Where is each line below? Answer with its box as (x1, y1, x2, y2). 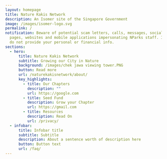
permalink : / (5, 26, 32, 31)
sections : (5, 44, 26, 49)
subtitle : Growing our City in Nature (18, 58, 99, 63)
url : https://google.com (27, 91, 79, 96)
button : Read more (18, 68, 57, 73)
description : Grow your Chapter (27, 100, 94, 105)
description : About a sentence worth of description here (18, 137, 141, 142)
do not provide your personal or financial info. (9, 40, 114, 45)
